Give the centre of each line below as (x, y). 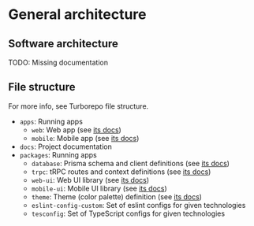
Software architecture (63, 44)
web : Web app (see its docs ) (77, 130)
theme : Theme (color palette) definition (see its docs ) (117, 196)
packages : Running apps (58, 154)
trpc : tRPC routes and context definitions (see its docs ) (121, 172)
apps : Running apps (51, 121)
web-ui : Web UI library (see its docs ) (90, 180)
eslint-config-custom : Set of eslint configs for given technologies (138, 205)
